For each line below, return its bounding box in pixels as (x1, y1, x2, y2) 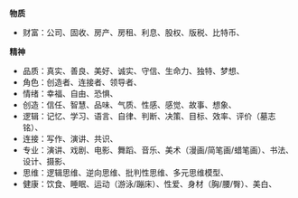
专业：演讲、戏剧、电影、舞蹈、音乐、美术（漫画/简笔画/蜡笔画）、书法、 (22, 145, 293, 156)
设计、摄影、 (22, 156, 70, 166)
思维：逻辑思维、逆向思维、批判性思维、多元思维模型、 (22, 167, 228, 178)
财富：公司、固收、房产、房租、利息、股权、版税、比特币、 (22, 27, 245, 38)
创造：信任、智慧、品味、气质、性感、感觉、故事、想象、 (22, 99, 237, 110)
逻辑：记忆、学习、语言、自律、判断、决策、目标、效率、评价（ (22, 111, 260, 121)
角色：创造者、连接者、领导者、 (22, 77, 142, 88)
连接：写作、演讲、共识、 (22, 134, 118, 144)
